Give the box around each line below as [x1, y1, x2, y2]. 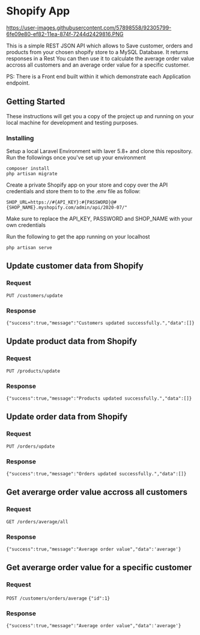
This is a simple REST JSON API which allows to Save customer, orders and [6, 42, 193, 49]
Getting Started [6, 97, 65, 107]
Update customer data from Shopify [6, 261, 144, 271]
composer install [6, 166, 50, 172]
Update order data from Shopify [6, 412, 128, 422]
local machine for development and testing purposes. [6, 119, 139, 126]
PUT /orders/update [6, 443, 55, 450]
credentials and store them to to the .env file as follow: [6, 188, 141, 195]
